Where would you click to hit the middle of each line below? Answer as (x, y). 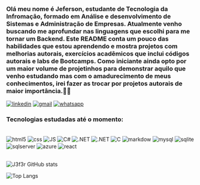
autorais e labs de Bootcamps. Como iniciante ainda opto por (96, 61)
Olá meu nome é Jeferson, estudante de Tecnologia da (87, 9)
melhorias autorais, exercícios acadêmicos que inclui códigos (98, 54)
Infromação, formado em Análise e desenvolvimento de (89, 16)
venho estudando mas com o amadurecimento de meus (89, 76)
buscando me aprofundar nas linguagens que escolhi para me (98, 31)
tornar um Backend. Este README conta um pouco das (87, 39)
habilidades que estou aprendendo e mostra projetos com (92, 46)
